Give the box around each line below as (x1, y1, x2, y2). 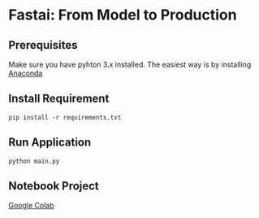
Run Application (8, 136, 92, 150)
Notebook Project (8, 179, 99, 193)
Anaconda (8, 68, 43, 78)
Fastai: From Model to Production (8, 6, 237, 24)
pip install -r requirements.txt (8, 113, 122, 121)
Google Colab (8, 201, 54, 211)
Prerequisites (8, 38, 78, 52)
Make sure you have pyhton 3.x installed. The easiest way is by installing (8, 59, 252, 69)
